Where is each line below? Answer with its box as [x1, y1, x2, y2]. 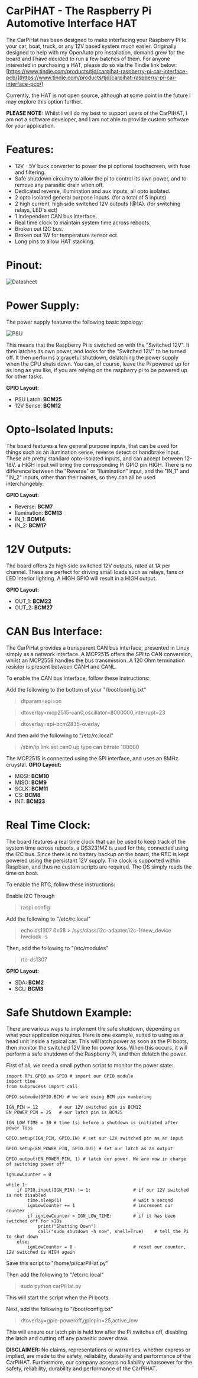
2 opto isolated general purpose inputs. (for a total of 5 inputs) [14, 193, 167, 201]
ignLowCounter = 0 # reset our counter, [27, 1244, 186, 1250]
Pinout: [6, 259, 43, 272]
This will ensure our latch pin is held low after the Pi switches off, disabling [6, 1328, 187, 1335]
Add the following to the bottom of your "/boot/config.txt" [6, 686, 147, 693]
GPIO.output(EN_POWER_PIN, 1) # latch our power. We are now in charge [6, 1156, 186, 1162]
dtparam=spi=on [20, 697, 62, 705]
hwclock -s [20, 933, 48, 940]
